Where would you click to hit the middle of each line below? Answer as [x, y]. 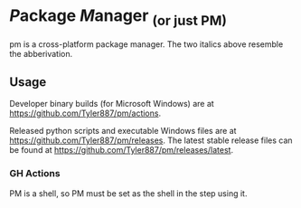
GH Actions [35, 174]
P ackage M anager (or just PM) [118, 17]
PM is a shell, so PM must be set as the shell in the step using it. [128, 193]
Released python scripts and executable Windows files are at [123, 131]
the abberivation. [41, 53]
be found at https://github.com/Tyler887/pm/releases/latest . [121, 150]
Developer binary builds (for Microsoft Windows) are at [112, 104]
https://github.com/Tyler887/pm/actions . [85, 113]
